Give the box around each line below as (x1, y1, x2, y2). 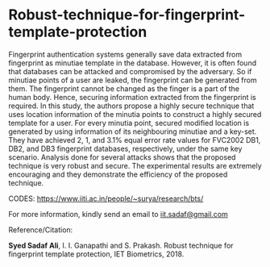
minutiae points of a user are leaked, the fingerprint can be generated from (8, 75, 257, 85)
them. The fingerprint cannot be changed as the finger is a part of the (8, 83, 240, 94)
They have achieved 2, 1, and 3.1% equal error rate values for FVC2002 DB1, (8, 135, 261, 144)
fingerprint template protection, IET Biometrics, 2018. (8, 248, 185, 259)
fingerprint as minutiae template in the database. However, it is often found (8, 58, 256, 68)
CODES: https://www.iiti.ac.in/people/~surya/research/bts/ (8, 194, 204, 203)
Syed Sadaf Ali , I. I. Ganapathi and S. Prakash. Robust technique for (8, 240, 234, 250)
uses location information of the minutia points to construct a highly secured (8, 109, 262, 119)
